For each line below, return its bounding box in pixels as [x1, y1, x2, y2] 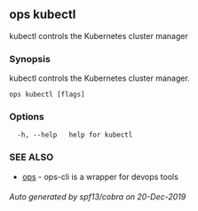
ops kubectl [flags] [9, 90, 86, 99]
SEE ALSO [9, 151, 54, 163]
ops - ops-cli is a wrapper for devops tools [21, 171, 179, 182]
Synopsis [9, 52, 51, 65]
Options [9, 111, 44, 123]
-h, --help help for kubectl [17, 130, 133, 140]
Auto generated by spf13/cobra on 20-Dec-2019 [9, 191, 186, 202]
